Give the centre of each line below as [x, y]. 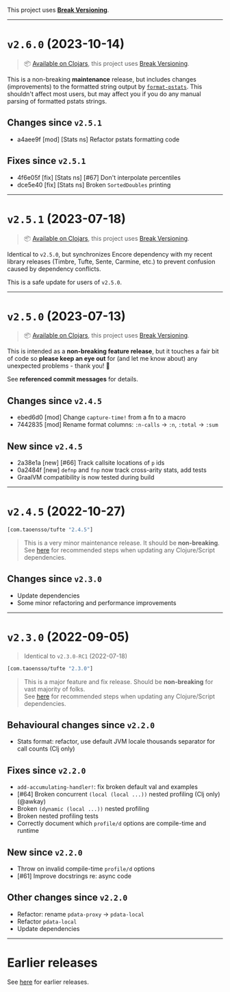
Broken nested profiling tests [58, 816]
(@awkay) [31, 801]
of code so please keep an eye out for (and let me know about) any [102, 359]
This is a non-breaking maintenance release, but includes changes [102, 79]
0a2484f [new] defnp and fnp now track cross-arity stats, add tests [112, 470]
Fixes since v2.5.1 [47, 161]
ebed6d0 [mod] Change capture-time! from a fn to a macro [101, 417]
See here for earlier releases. [48, 982]
